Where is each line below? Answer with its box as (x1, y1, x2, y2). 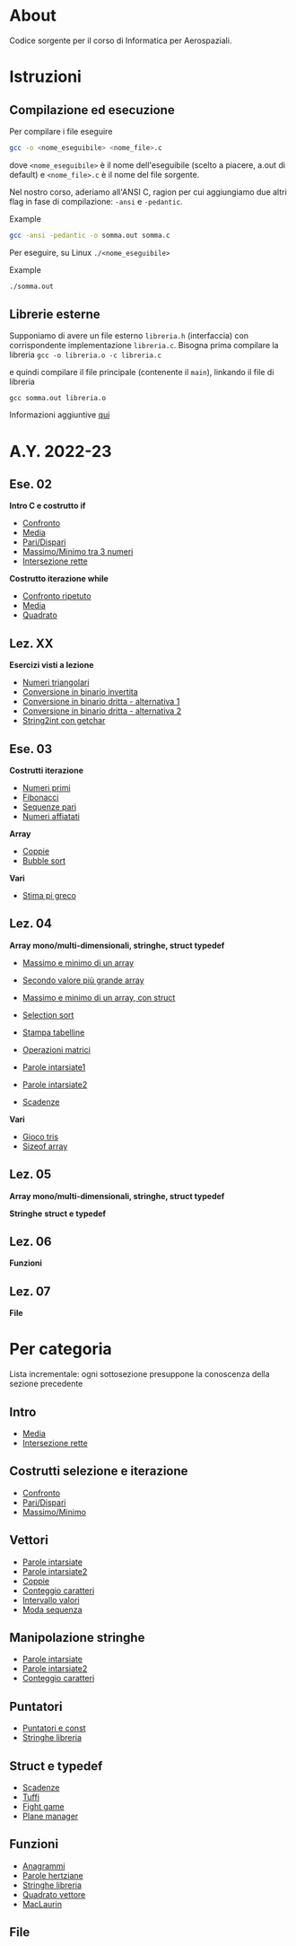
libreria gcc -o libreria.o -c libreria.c (9, 349, 162, 360)
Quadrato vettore (22, 1889, 86, 1899)
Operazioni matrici (22, 1044, 91, 1055)
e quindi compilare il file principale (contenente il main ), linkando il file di (9, 367, 274, 378)
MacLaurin (22, 1898, 63, 1909)
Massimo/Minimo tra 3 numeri (22, 547, 134, 557)
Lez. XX (9, 636, 54, 651)
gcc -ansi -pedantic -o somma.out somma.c (9, 231, 170, 240)
